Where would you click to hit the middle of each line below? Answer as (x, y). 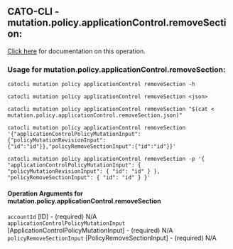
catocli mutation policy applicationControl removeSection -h (101, 85)
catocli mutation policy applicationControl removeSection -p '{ (106, 159)
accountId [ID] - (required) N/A (52, 217)
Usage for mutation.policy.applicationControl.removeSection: (116, 69)
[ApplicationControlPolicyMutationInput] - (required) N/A (90, 231)
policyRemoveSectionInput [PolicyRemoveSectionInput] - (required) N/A (112, 238)
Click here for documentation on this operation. (76, 51)
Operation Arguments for (45, 193)
